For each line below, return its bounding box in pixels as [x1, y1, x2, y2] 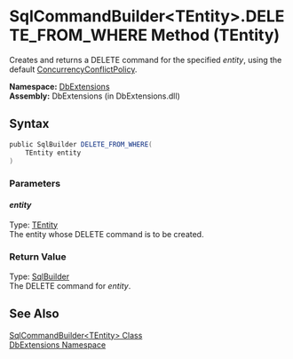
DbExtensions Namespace [9, 339, 107, 350]
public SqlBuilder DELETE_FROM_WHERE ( [9, 140, 153, 148]
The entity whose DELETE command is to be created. [9, 228, 204, 239]
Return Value [9, 251, 67, 263]
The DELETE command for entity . [9, 280, 131, 291]
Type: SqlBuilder [9, 271, 69, 282]
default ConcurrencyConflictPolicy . [9, 64, 138, 75]
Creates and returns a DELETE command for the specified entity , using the [9, 54, 282, 65]
